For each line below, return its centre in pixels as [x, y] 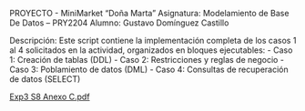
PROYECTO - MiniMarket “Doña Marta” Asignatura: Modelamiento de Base [149, 13]
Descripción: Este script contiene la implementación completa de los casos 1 [153, 40]
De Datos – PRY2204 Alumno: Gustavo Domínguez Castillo [119, 23]
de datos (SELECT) [45, 79]
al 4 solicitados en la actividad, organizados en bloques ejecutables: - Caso [151, 50]
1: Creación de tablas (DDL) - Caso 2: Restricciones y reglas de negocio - [147, 60]
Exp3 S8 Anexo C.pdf [50, 96]
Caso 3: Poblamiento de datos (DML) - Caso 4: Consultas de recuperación [149, 69]
